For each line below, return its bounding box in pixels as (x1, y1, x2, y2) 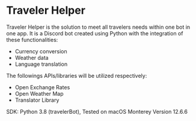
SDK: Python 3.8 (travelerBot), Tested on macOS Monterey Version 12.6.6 (6, 108, 188, 115)
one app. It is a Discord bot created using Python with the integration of (6, 29, 183, 37)
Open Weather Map (14, 90, 64, 97)
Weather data (14, 54, 49, 61)
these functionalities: (6, 36, 58, 43)
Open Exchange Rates (14, 83, 70, 90)
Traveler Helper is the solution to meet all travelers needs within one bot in (6, 23, 191, 31)
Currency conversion (14, 47, 67, 55)
